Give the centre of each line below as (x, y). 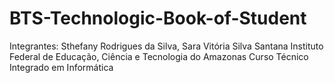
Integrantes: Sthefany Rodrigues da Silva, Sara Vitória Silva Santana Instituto (166, 46)
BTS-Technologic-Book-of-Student (158, 18)
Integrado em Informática (61, 67)
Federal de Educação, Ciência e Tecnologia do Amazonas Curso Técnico (159, 56)
